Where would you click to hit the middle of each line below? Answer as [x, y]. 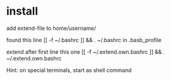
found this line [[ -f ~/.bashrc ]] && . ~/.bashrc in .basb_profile [84, 40]
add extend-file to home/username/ [51, 28]
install [22, 11]
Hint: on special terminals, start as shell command [69, 70]
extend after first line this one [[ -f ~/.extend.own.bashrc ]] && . [85, 52]
